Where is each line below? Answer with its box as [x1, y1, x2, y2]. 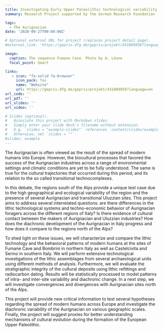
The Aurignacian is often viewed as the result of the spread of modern [5, 150, 146, 155]
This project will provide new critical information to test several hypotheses [5, 296, 155, 302]
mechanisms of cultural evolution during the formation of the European [5, 317, 147, 322]
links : [5, 69, 18, 74]
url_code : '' [5, 91, 32, 96]
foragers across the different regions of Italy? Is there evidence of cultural [5, 210, 153, 216]
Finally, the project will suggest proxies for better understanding [5, 311, 133, 317]
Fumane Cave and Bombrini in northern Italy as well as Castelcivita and [5, 245, 147, 251]
